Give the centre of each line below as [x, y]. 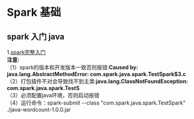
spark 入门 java [36, 37]
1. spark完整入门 [26, 52]
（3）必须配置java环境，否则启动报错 [53, 95]
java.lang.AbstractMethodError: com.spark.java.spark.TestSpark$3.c [96, 74]
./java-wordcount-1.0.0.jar [39, 110]
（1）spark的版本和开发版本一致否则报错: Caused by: [73, 67]
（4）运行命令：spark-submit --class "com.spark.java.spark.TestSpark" [96, 103]
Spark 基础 [34, 12]
